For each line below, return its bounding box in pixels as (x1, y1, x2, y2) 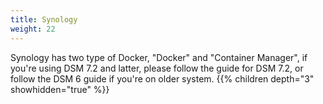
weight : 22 (10, 24, 56, 34)
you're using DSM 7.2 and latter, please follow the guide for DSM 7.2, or (10, 62, 304, 74)
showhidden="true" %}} (10, 83, 110, 95)
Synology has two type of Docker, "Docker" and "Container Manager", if (10, 51, 308, 63)
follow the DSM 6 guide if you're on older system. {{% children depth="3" (10, 72, 315, 85)
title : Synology (10, 14, 78, 25)
